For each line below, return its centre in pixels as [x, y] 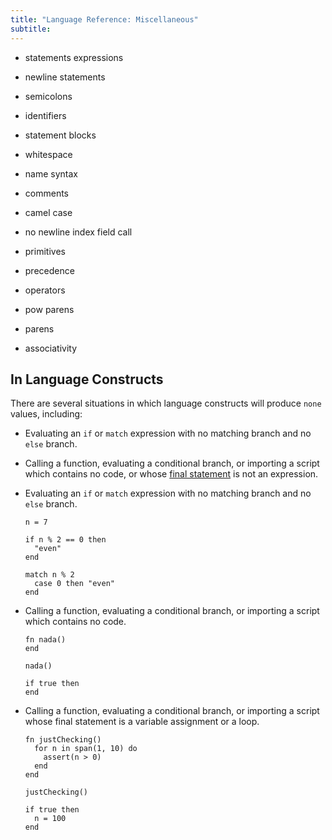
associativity [51, 348]
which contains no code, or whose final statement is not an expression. [171, 474]
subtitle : [31, 29]
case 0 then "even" [74, 584]
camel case [48, 212]
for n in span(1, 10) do [86, 749]
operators [45, 290]
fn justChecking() [63, 740]
